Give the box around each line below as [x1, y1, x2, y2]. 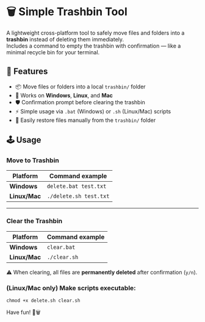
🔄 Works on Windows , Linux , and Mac [15, 91, 113, 99]
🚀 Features [6, 66, 48, 77]
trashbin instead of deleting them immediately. [6, 35, 124, 43]
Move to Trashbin [6, 156, 60, 165]
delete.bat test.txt [46, 183, 107, 190]
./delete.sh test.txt [46, 193, 110, 200]
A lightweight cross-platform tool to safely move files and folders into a [6, 29, 185, 37]
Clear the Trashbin [6, 217, 63, 226]
